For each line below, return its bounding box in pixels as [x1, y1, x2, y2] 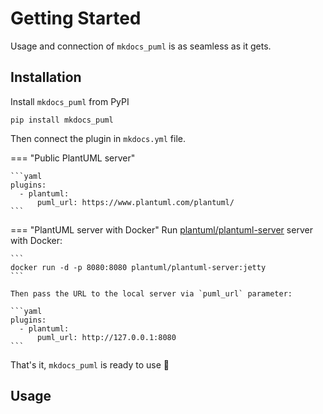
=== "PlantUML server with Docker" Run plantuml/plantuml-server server [10, 223, 313, 236]
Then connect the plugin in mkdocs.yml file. [10, 132, 186, 144]
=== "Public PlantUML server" [10, 152, 136, 164]
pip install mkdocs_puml [10, 115, 114, 125]
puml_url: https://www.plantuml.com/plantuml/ [36, 197, 235, 207]
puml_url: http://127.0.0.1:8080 [36, 332, 177, 342]
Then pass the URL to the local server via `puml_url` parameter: [10, 288, 293, 299]
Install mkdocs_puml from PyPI [10, 95, 130, 107]
